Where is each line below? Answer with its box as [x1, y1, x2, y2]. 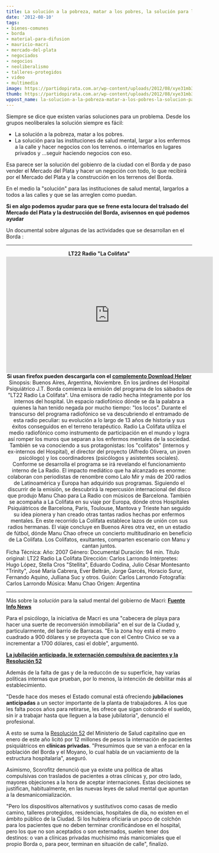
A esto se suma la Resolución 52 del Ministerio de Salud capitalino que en [6, 729, 186, 737]
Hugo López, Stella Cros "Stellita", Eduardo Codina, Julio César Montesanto [6, 561, 190, 568]
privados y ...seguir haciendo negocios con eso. [14, 149, 132, 157]
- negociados [6, 53, 38, 59]
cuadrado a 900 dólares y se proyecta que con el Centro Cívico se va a [6, 633, 179, 640]
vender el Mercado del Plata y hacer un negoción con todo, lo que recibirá [6, 167, 187, 174]
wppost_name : [6, 96, 38, 102]
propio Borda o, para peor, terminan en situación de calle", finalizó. [6, 840, 168, 847]
